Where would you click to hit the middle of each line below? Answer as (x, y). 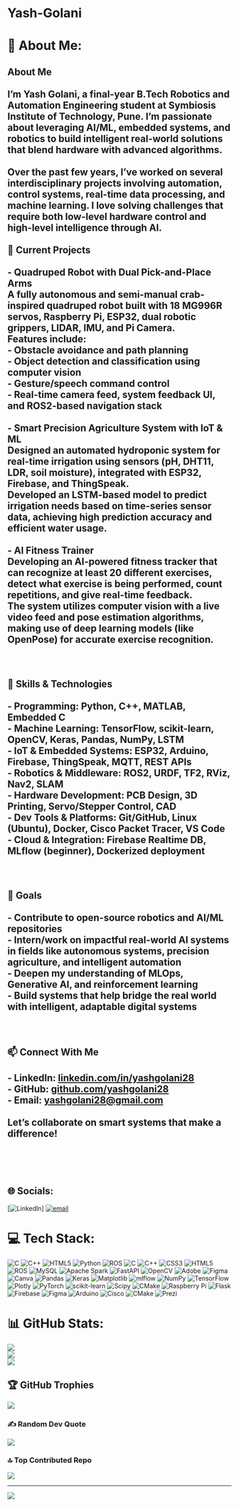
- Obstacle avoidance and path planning (98, 350)
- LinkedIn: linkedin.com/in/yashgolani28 (101, 1078)
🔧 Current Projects (49, 250)
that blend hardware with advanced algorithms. (115, 150)
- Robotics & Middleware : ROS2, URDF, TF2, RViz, (119, 773)
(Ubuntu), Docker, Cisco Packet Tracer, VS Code (116, 829)
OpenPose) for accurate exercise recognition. (111, 639)
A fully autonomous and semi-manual (92, 294)
